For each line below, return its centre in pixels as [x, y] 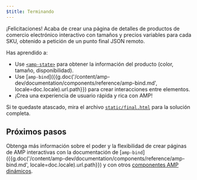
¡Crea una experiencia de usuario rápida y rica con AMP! [83, 95]
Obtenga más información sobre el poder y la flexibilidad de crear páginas [96, 146]
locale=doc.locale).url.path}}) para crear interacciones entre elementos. [102, 89]
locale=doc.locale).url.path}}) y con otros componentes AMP [104, 165]
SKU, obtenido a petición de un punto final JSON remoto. [75, 41]
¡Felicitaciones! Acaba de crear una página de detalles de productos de [93, 28]
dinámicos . [20, 171]
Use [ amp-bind [32, 76]
